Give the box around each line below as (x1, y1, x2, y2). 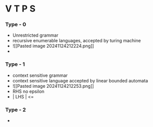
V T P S (5, 3, 36, 15)
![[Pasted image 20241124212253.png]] (12, 83, 94, 89)
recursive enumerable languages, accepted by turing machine (12, 38, 141, 44)
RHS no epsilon (12, 88, 45, 94)
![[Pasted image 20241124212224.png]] (12, 43, 94, 49)
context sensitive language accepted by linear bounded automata (12, 77, 148, 83)
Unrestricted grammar (12, 32, 59, 38)
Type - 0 (5, 21, 27, 28)
